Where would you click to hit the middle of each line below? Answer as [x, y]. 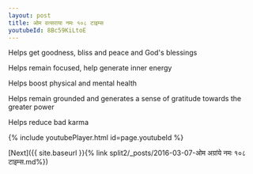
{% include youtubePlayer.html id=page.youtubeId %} [96, 138]
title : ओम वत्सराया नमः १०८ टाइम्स [56, 23]
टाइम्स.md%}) [28, 162]
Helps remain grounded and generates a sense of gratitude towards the [125, 99]
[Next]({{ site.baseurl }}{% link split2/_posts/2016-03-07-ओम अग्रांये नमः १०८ [127, 153]
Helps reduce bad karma [49, 123]
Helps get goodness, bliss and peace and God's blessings [103, 53]
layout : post [30, 15]
